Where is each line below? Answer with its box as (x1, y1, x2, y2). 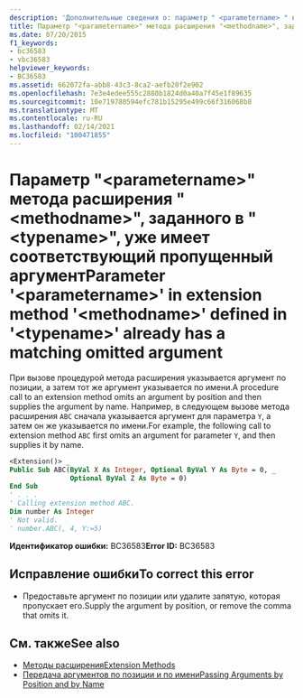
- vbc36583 (9, 55, 50, 64)
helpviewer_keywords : (9, 64, 91, 73)
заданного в (148, 209, 245, 228)
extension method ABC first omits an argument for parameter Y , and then (9, 430, 276, 441)
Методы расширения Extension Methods (22, 660, 176, 671)
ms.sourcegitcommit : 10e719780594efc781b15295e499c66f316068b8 (9, 97, 252, 107)
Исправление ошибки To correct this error (9, 566, 254, 582)
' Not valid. (9, 516, 59, 525)
